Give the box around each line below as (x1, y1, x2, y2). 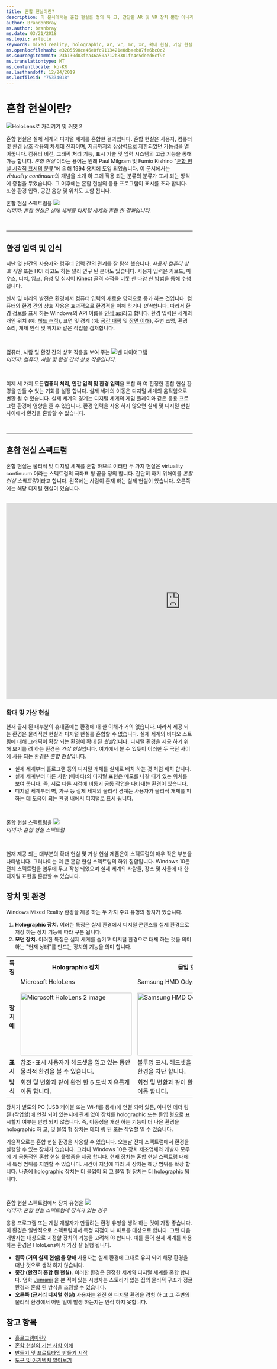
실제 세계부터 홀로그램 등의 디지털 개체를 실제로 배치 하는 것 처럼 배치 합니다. (14, 765, 192, 772)
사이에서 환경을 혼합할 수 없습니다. (6, 409, 85, 416)
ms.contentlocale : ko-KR (6, 63, 67, 70)
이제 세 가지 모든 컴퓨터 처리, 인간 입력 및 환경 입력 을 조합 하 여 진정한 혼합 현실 (6, 380, 186, 387)
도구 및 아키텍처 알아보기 (14, 1357, 72, 1364)
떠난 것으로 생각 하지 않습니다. (14, 1261, 85, 1268)
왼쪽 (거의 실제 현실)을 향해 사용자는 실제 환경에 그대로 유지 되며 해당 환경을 (14, 1254, 188, 1261)
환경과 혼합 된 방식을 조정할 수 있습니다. (14, 1283, 107, 1291)
